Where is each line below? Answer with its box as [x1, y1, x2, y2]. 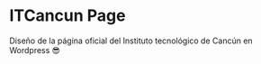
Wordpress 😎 [9, 44, 61, 55]
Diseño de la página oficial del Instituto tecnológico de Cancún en [9, 35, 254, 46]
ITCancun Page [9, 5, 126, 26]
